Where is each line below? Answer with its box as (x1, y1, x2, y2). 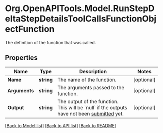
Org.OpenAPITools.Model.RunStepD (5, 3, 155, 14)
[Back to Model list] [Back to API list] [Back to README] (5, 122, 116, 129)
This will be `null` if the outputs (57, 104, 128, 111)
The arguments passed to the (57, 84, 125, 91)
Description (79, 68, 107, 75)
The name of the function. (57, 76, 116, 83)
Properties (5, 54, 38, 62)
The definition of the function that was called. (5, 39, 96, 45)
